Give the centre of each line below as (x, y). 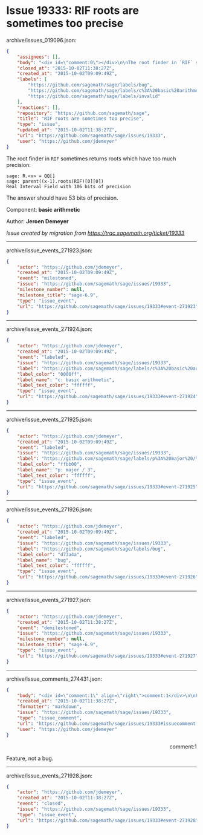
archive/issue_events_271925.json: (49, 419)
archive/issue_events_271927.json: (49, 600)
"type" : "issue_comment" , (50, 718)
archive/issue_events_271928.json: (49, 776)
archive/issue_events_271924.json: (49, 329)
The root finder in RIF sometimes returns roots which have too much (91, 159)
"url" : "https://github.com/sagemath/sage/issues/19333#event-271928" (108, 820)
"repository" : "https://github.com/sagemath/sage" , (83, 113)
